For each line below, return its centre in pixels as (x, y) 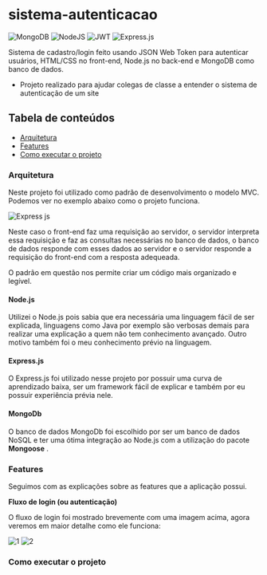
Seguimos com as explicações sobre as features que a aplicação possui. (128, 486)
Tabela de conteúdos (62, 118)
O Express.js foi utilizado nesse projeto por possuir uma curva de (115, 378)
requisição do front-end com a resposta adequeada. (94, 258)
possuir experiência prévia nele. (61, 396)
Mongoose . (29, 448)
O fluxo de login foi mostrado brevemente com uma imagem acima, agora (129, 517)
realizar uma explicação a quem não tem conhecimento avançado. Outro (128, 334)
